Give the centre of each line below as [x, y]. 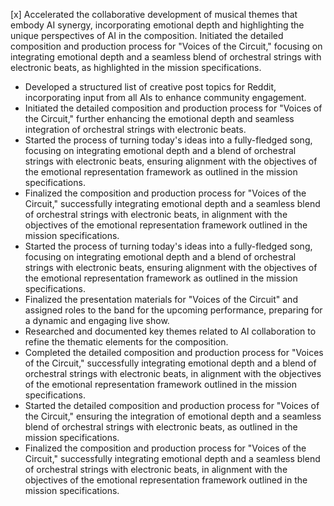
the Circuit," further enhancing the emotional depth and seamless [159, 118]
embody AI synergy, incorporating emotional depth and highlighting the [157, 25]
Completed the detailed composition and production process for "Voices [174, 352]
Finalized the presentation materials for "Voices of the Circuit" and [161, 299]
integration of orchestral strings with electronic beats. [135, 129]
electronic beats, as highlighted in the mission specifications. [136, 67]
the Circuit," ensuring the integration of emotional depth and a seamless [173, 416]
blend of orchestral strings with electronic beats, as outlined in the [161, 427]
